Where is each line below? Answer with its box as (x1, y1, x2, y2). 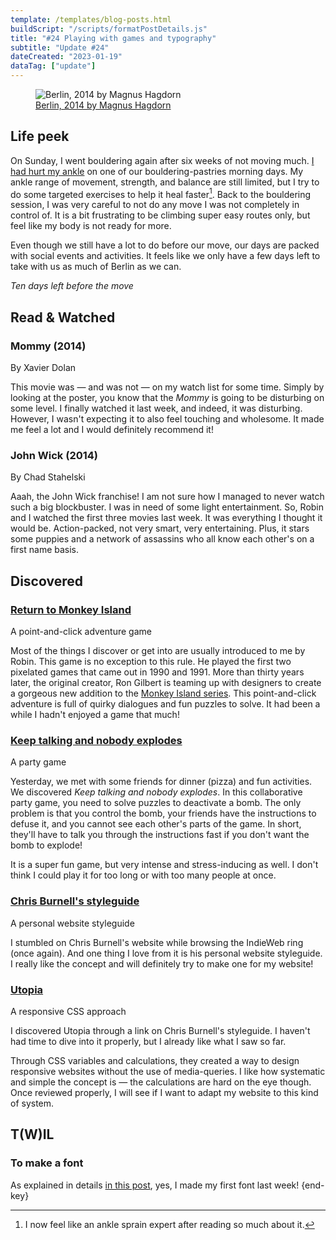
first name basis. (10, 544, 80, 556)
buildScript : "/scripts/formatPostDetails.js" (10, 24, 208, 34)
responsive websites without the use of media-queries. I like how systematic (10, 1066, 326, 1078)
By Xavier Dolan (10, 362, 77, 374)
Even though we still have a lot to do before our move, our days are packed (10, 239, 320, 251)
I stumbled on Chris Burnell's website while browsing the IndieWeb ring (10, 936, 304, 948)
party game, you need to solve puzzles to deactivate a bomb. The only (10, 797, 302, 809)
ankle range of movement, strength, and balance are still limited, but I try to (10, 176, 320, 188)
